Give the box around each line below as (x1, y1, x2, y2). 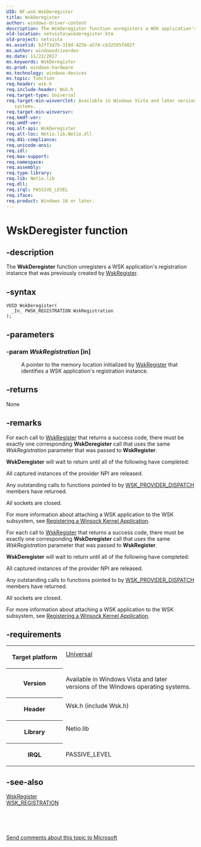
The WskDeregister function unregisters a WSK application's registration (6, 263, 187, 270)
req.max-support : (6, 153, 50, 159)
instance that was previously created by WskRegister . (6, 270, 139, 277)
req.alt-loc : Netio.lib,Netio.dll (6, 131, 93, 138)
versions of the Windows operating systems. (65, 683, 191, 691)
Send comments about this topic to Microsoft (6, 834, 118, 841)
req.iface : (6, 192, 33, 198)
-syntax (6, 287, 36, 297)
